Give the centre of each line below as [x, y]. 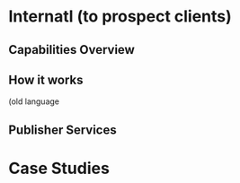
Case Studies [59, 168]
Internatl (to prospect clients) [120, 17]
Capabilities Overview [72, 50]
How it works [46, 79]
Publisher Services [63, 130]
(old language [34, 101]
